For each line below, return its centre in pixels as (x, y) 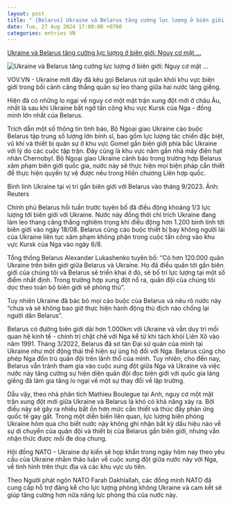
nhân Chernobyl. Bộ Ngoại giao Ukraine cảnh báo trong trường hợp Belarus (114, 158)
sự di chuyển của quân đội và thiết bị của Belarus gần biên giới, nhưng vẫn (114, 431)
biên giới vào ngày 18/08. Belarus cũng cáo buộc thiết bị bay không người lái (116, 229)
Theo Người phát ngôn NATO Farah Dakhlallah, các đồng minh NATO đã (109, 480)
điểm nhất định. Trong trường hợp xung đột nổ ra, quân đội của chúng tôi (111, 280)
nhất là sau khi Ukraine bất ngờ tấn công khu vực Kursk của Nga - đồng (109, 108)
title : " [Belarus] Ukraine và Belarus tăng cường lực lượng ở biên (108, 20)
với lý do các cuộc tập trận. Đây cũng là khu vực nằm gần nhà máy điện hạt (115, 151)
